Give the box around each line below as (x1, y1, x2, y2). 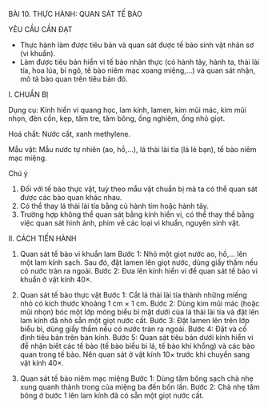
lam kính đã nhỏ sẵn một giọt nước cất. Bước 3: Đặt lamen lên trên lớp (19, 316, 250, 325)
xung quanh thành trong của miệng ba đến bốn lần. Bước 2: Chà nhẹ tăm (19, 382, 260, 391)
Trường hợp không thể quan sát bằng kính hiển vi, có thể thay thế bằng (19, 210, 254, 219)
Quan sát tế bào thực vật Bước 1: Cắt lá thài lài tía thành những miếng (19, 290, 248, 299)
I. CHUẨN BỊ (8, 90, 49, 99)
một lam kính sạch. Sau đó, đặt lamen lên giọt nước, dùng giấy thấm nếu (19, 258, 258, 267)
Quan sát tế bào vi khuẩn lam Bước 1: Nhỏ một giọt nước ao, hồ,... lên (19, 250, 248, 258)
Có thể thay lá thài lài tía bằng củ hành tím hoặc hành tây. (19, 202, 210, 210)
